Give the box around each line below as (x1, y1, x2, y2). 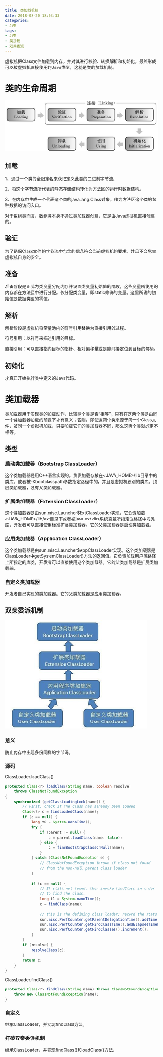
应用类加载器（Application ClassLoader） (5, 535, 104, 542)
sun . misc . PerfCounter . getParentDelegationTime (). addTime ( (39, 917, 160, 922)
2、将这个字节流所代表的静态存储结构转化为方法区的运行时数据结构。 (5, 186, 144, 192)
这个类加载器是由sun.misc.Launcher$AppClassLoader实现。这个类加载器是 (5, 547, 156, 553)
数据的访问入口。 (9, 202, 44, 208)
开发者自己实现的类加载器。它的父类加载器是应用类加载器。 (5, 590, 124, 597)
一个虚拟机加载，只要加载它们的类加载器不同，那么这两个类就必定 (21, 423, 154, 429)
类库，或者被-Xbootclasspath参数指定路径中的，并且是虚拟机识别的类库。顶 (5, 478, 158, 484)
